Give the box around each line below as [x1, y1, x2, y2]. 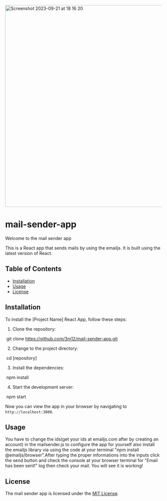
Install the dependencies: [12, 364, 65, 371]
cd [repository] [6, 355, 37, 361]
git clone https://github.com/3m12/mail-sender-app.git [6, 335, 118, 341]
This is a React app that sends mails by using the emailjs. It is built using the [5, 245, 161, 251]
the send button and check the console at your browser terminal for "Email [5, 458, 158, 464]
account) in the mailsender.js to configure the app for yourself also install [5, 442, 155, 448]
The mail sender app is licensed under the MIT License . [5, 491, 119, 497]
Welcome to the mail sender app [5, 235, 72, 241]
